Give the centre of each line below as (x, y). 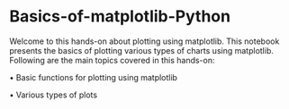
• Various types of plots (53, 95)
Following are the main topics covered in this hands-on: (112, 60)
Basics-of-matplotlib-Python (120, 17)
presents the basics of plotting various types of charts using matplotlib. (142, 50)
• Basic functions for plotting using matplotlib (94, 77)
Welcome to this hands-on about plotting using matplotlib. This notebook (144, 41)
